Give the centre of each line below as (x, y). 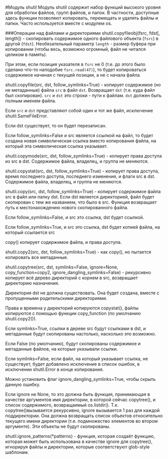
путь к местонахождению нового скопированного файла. (67, 208)
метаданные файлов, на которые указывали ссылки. (62, 349)
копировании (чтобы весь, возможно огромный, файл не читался (75, 49)
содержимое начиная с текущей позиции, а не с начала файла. (73, 75)
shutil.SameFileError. (27, 116)
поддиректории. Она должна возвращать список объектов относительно (84, 416)
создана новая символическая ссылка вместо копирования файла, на (81, 141)
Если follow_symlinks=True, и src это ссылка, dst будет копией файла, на (83, 227)
